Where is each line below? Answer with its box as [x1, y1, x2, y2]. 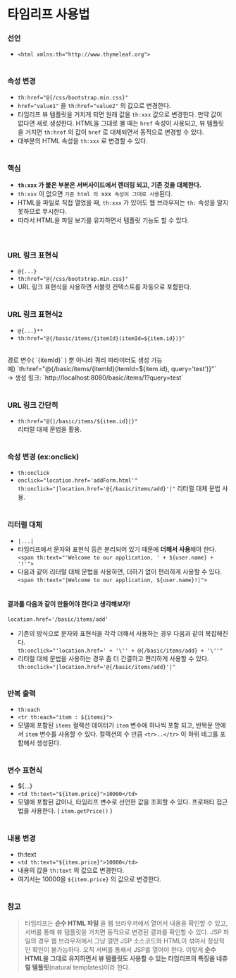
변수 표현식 [7, 765, 43, 775]
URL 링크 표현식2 [7, 310, 63, 320]
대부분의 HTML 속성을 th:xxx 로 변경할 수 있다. [17, 136, 148, 145]
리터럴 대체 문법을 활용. [17, 425, 82, 433]
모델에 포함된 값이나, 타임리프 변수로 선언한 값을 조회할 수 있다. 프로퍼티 [17, 798, 215, 807]
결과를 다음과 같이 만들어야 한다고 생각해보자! [7, 600, 130, 608]
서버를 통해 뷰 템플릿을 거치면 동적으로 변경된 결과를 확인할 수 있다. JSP [24, 927, 222, 936]
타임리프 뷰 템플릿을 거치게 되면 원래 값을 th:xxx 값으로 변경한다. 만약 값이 [17, 110, 223, 119]
